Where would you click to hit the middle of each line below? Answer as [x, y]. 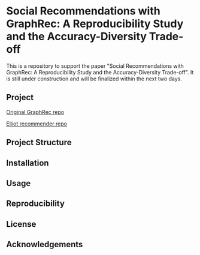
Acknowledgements [45, 244]
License [21, 224]
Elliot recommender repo [37, 124]
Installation [28, 163]
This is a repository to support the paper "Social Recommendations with [95, 66]
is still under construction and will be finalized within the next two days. [94, 79]
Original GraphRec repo [35, 112]
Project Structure [39, 142]
